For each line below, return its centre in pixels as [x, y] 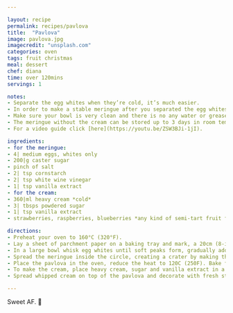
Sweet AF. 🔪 [25, 302]
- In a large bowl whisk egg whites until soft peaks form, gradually [111, 250]
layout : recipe [29, 19]
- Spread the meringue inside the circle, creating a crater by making [113, 257]
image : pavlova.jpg [35, 39]
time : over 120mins [35, 78]
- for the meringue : [37, 147]
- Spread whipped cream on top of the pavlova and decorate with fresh [113, 276]
